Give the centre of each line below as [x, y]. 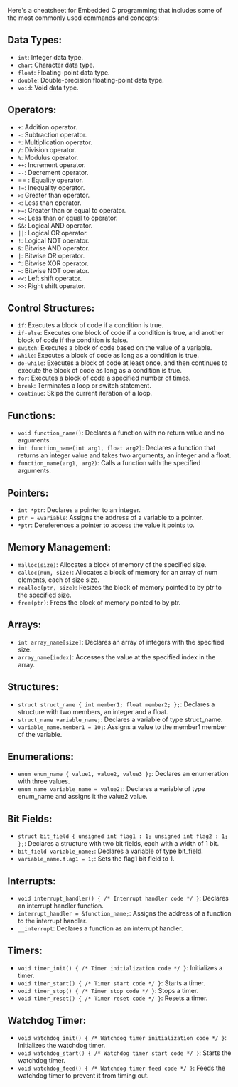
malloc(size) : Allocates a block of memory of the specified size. [112, 564]
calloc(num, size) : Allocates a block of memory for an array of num [118, 572]
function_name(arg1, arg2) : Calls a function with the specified [109, 463]
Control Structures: [51, 308]
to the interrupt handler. [52, 921]
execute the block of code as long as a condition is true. [100, 371]
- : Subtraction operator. [52, 134]
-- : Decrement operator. [53, 172]
